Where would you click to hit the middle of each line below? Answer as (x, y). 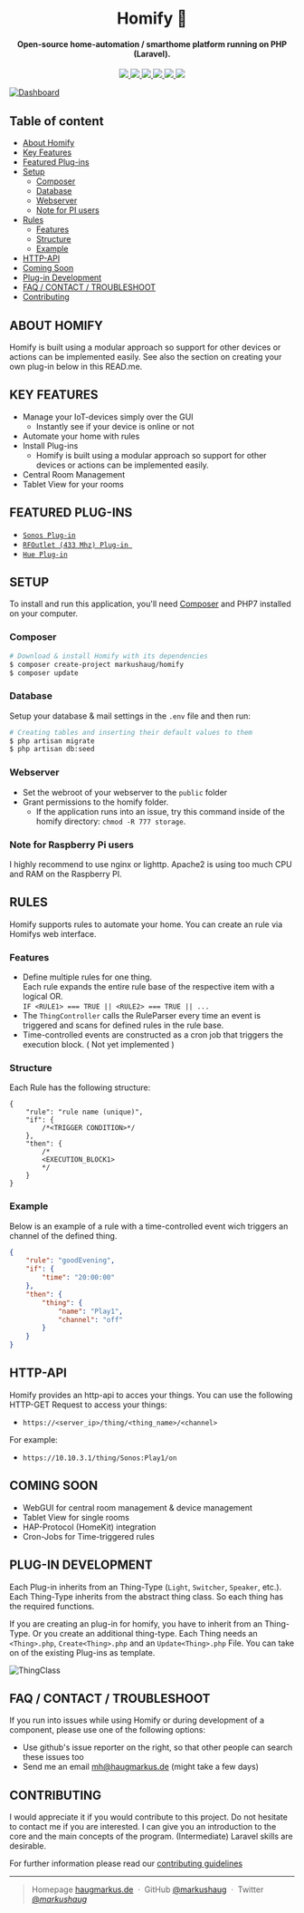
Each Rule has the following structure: (80, 1087)
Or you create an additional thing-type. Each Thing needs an (145, 1633)
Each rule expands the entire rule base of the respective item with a (148, 986)
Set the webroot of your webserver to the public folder (125, 792)
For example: (34, 1439)
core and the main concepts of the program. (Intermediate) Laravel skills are (151, 1836)
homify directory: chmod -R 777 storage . (111, 821)
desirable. (28, 1846)
